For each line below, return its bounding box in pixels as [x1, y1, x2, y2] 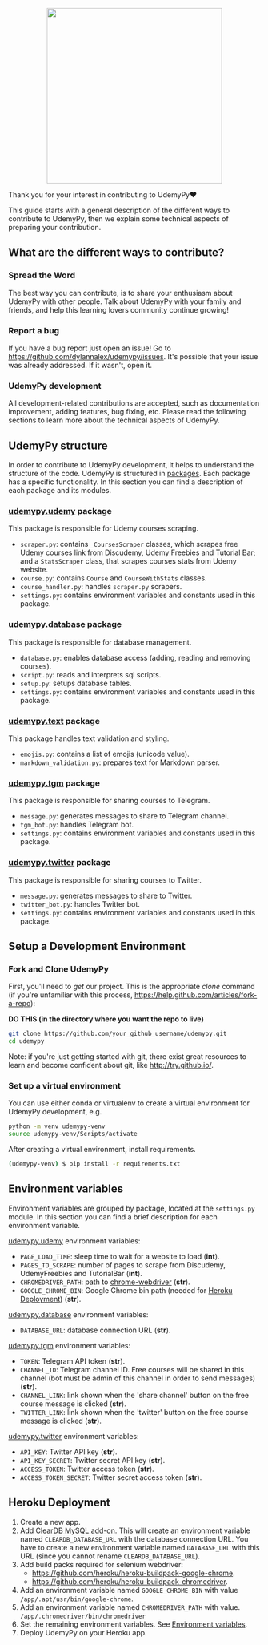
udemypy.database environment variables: [8, 1309, 149, 1319]
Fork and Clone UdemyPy [8, 963, 110, 974]
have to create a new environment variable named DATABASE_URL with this [19, 1542, 260, 1552]
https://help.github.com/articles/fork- [134, 990, 258, 1000]
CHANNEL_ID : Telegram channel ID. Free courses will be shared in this [19, 1364, 245, 1374]
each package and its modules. [8, 486, 112, 495]
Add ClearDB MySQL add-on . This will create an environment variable [19, 1526, 250, 1535]
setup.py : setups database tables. [19, 678, 132, 688]
